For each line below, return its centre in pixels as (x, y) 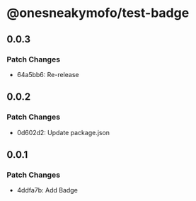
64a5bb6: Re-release (48, 74)
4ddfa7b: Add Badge (47, 190)
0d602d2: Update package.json (63, 132)
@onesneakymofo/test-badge (98, 13)
